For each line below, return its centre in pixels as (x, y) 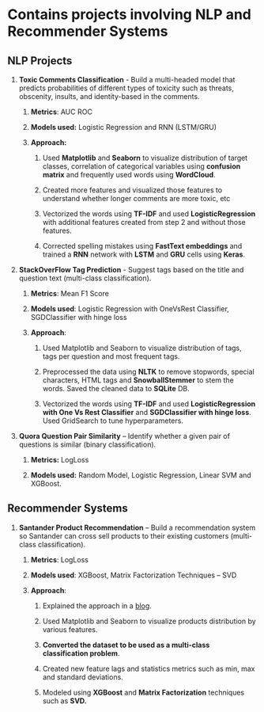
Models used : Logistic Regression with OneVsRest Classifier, (130, 309)
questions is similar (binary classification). (87, 444)
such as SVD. (65, 701)
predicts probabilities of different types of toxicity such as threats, (126, 88)
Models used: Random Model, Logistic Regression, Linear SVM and (141, 475)
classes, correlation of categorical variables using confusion (141, 166)
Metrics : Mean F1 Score (70, 293)
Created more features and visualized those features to (132, 190)
